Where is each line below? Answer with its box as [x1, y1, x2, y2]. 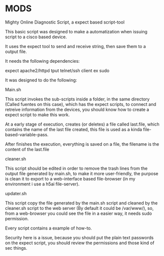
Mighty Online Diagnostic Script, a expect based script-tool [5, 19, 125, 25]
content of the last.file [5, 146, 49, 152]
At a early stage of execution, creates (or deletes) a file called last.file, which [5, 121, 160, 127]
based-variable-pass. [5, 131, 49, 137]
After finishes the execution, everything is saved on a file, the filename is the [5, 141, 159, 147]
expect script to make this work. [5, 111, 70, 118]
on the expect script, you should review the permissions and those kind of [5, 240, 155, 246]
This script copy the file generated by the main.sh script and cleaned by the [5, 200, 158, 206]
